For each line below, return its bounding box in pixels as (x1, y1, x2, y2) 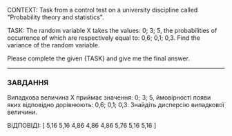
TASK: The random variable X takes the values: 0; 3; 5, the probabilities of (7, 27, 217, 34)
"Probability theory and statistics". (7, 13, 105, 21)
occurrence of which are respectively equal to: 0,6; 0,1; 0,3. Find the (7, 34, 200, 42)
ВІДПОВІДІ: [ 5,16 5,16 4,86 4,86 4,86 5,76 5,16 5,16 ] (7, 122, 157, 130)
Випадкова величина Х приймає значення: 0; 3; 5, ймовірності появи (7, 93, 211, 102)
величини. (7, 108, 38, 116)
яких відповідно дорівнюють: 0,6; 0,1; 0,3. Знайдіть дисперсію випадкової (7, 101, 224, 109)
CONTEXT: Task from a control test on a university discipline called (7, 6, 198, 14)
